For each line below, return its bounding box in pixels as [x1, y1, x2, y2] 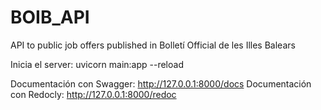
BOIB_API [10, 6, 90, 29]
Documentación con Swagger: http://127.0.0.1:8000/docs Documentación [10, 77, 312, 90]
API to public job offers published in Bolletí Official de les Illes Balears [10, 39, 296, 51]
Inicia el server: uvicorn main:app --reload [10, 58, 184, 70]
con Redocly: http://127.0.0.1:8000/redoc [10, 88, 177, 100]
